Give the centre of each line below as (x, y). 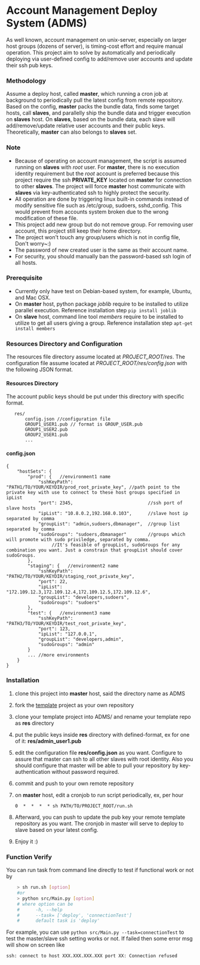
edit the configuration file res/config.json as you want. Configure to (99, 752)
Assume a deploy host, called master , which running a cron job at (87, 94)
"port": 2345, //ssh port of (110, 503)
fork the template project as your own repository (74, 705)
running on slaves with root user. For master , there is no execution (97, 167)
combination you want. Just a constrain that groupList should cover (95, 550)
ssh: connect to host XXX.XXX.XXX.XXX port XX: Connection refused (92, 956)
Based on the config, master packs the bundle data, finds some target (93, 107)
